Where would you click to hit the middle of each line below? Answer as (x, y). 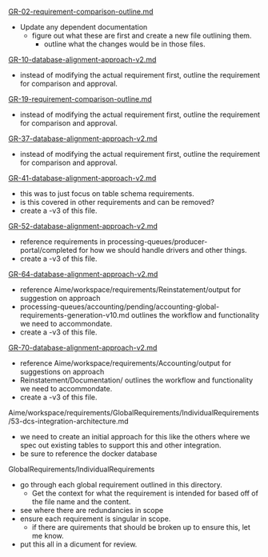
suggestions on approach (62, 372)
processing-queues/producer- (158, 242)
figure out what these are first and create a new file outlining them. (142, 36)
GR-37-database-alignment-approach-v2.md (83, 138)
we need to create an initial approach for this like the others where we (135, 437)
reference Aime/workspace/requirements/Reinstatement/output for (130, 290)
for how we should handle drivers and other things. (163, 250)
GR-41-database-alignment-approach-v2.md (82, 178)
